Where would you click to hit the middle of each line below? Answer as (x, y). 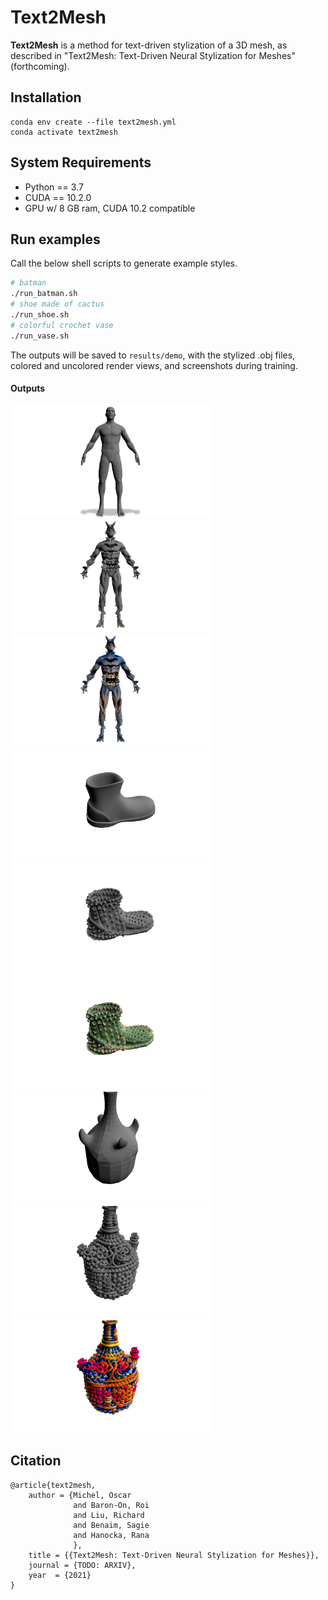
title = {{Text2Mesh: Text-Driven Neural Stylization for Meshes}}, (174, 1555)
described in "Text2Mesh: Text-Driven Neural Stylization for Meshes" (153, 55)
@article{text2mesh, (53, 1485)
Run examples (55, 239)
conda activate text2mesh (64, 132)
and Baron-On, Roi (111, 1505)
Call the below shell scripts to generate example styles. (124, 263)
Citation (36, 1461)
